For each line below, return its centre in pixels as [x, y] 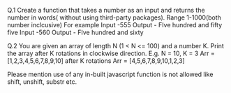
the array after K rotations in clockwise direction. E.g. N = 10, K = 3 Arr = [111, 53]
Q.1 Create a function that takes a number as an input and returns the [106, 10]
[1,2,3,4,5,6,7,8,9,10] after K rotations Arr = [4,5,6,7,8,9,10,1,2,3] [96, 61]
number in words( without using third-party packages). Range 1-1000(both [114, 17]
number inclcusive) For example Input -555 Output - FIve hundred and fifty [115, 25]
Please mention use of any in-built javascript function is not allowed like [110, 74]
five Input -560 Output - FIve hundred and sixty [76, 32]
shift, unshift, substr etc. [42, 82]
